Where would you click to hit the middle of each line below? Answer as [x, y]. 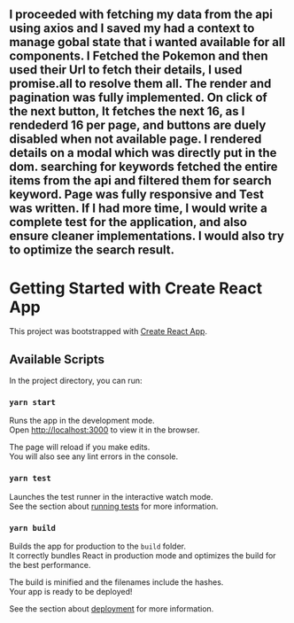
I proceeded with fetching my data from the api [141, 15]
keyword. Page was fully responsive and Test [136, 195]
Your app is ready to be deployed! [71, 592]
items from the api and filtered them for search [140, 181]
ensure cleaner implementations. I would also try [147, 236]
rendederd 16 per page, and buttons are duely [138, 125]
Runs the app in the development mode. [82, 421]
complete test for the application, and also [128, 222]
